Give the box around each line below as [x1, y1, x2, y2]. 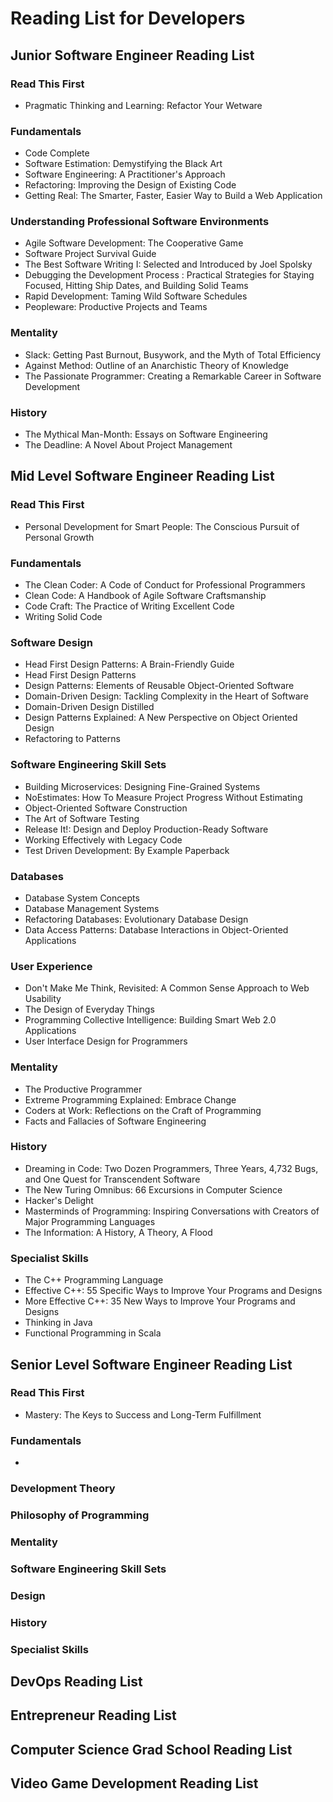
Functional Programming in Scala [24, 1327, 162, 1339]
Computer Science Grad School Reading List [10, 1741, 293, 1758]
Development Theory [10, 1482, 116, 1496]
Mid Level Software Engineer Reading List [10, 468, 275, 485]
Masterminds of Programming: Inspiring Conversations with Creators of [24, 1205, 320, 1217]
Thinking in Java [24, 1317, 93, 1329]
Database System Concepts [24, 892, 140, 904]
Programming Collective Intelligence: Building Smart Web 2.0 [24, 1014, 277, 1026]
